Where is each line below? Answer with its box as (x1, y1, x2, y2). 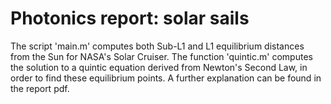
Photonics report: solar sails (10, 7, 250, 30)
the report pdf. (10, 82, 70, 94)
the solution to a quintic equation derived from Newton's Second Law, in (10, 61, 308, 73)
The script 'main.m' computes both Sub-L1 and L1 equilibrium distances (10, 40, 305, 52)
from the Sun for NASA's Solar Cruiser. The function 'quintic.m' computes (10, 50, 313, 62)
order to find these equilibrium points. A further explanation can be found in (10, 72, 322, 84)
